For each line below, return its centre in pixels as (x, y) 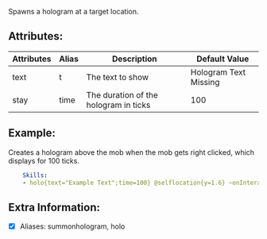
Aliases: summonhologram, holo (72, 226)
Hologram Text (218, 72)
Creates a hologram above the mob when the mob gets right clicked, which (132, 152)
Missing (205, 82)
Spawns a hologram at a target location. (74, 12)
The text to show (118, 77)
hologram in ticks (118, 105)
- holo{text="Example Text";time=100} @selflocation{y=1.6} (124, 183)
